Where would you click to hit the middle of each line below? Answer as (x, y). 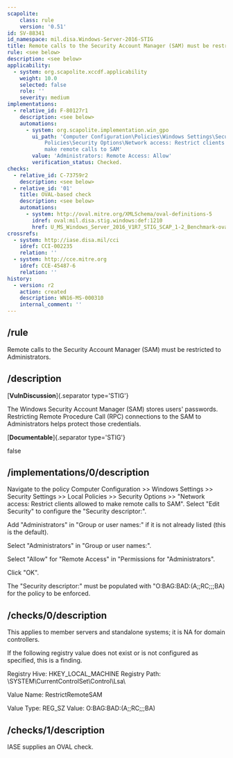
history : (20, 279)
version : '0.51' (43, 26)
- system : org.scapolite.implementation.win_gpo (97, 130)
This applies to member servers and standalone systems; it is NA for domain (116, 632)
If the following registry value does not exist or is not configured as (103, 653)
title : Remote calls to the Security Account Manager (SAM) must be (108, 46)
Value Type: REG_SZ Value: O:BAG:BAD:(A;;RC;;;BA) (81, 708)
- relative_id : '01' (43, 188)
